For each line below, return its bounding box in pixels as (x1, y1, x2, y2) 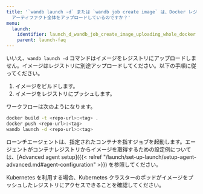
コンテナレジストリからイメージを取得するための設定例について (32, 145, 192, 153)
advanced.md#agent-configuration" (6, 161, 96, 168)
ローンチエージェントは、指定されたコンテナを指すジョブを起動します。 (6, 138, 185, 145)
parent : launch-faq (17, 37, 66, 43)
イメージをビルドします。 (14, 82, 79, 90)
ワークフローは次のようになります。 (6, 103, 96, 110)
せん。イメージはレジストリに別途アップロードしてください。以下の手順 (6, 62, 186, 69)
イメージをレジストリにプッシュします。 (14, 90, 116, 97)
